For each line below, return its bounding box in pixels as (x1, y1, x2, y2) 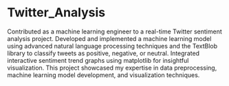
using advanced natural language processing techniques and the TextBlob (7, 42, 218, 50)
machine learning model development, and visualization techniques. (7, 70, 200, 79)
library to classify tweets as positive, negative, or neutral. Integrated (7, 49, 200, 57)
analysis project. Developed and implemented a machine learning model (7, 34, 212, 42)
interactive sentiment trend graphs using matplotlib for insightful (7, 56, 189, 64)
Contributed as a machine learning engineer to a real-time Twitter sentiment (7, 27, 222, 35)
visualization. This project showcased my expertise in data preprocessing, (7, 63, 217, 72)
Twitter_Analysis (7, 5, 105, 20)
